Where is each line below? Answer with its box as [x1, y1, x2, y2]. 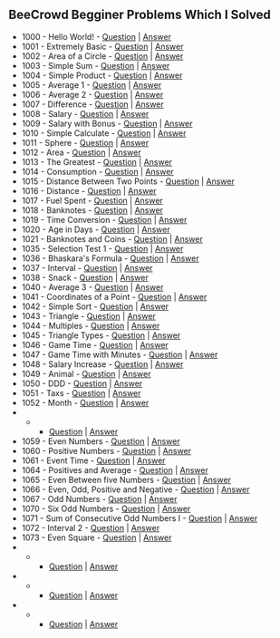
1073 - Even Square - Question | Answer [21, 532, 172, 543]
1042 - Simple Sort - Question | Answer [21, 301, 169, 312]
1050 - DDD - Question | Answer [21, 378, 143, 389]
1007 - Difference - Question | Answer [21, 99, 164, 110]
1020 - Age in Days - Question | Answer [21, 224, 170, 235]
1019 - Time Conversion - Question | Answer [21, 214, 188, 225]
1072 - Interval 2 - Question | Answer [21, 522, 160, 533]
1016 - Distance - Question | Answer [21, 185, 157, 196]
